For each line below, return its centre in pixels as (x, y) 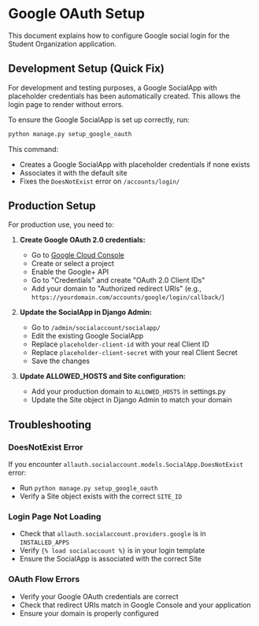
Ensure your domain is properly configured (89, 613)
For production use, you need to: (61, 224)
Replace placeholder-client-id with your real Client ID (120, 344)
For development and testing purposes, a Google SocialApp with (113, 87)
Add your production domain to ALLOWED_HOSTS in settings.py (128, 391)
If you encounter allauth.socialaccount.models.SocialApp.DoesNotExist (126, 465)
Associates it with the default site (73, 172)
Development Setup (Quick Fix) (87, 69)
